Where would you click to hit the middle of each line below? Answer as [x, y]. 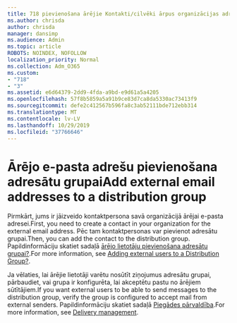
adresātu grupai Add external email [111, 182]
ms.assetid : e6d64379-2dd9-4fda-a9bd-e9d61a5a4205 [83, 92]
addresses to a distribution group [107, 196]
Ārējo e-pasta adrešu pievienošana [113, 167]
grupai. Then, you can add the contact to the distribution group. [99, 239]
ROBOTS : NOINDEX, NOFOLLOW [47, 54]
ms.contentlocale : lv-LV [44, 118]
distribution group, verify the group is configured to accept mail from [107, 298]
